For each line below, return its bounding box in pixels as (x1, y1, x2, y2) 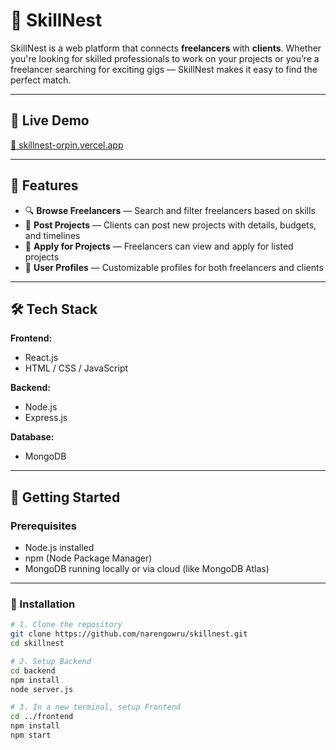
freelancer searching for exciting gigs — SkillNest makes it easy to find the (10, 63, 318, 75)
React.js (24, 352, 59, 364)
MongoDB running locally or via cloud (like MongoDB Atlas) (24, 563, 270, 575)
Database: (10, 431, 55, 443)
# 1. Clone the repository (10, 620, 123, 630)
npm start (10, 730, 52, 741)
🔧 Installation (10, 597, 76, 611)
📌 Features (10, 177, 79, 194)
